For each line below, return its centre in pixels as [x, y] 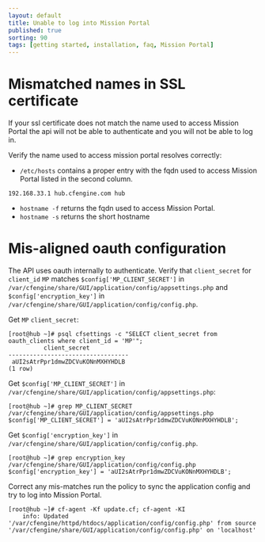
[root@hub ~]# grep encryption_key [67, 458]
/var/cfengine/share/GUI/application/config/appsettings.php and [118, 287]
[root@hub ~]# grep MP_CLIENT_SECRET [70, 406]
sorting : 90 [28, 38]
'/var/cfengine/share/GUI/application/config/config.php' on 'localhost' [132, 530]
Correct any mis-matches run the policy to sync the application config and [129, 487]
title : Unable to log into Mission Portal [79, 23]
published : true [35, 30]
